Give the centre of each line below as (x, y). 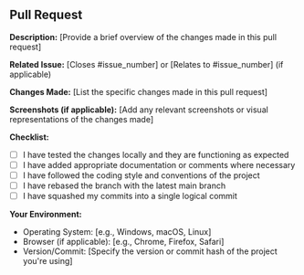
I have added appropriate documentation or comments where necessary (159, 164)
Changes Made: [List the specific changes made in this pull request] (138, 91)
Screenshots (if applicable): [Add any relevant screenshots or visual (139, 110)
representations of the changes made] (82, 119)
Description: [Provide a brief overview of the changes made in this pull (143, 37)
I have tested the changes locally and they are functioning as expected (156, 154)
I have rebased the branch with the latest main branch (124, 185)
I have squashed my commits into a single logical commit (130, 196)
